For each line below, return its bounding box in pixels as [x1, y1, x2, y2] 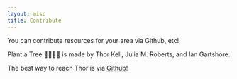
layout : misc [7, 10, 46, 18]
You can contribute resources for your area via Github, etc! [7, 36, 180, 44]
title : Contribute [7, 17, 62, 24]
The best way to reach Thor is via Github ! [7, 63, 128, 72]
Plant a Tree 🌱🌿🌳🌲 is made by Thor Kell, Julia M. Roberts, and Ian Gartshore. [7, 50, 231, 59]
